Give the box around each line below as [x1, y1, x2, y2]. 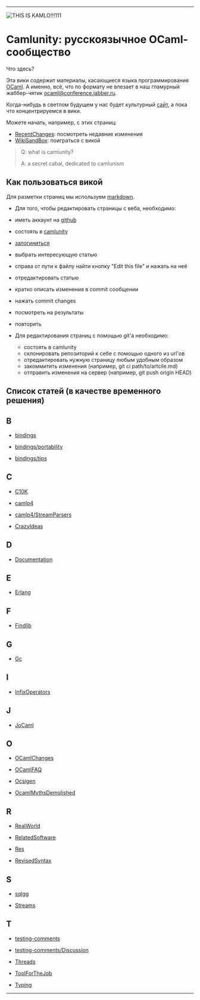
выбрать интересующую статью [14, 251, 98, 258]
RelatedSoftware [14, 834, 56, 841]
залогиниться [14, 239, 50, 247]
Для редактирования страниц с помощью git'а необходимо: [14, 332, 169, 339]
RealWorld [14, 822, 40, 830]
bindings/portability [14, 443, 63, 450]
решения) [6, 395, 45, 406]
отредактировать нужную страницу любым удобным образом [23, 356, 183, 363]
